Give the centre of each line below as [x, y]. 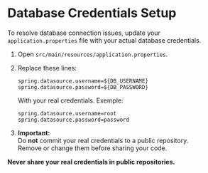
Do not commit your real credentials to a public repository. [103, 140]
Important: [34, 132]
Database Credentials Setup [92, 13]
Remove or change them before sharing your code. [92, 148]
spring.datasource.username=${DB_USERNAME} [83, 81]
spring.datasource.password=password [73, 120]
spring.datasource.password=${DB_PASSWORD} [83, 87]
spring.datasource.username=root [67, 113]
